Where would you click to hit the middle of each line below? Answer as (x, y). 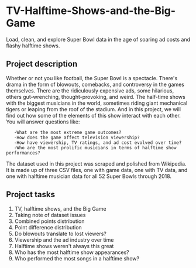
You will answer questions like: (43, 122)
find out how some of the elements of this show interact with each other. (94, 115)
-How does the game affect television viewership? (77, 138)
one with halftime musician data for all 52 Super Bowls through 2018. (89, 176)
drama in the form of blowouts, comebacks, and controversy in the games (95, 84)
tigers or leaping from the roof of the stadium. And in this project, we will (94, 109)
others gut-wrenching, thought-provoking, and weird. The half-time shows (96, 97)
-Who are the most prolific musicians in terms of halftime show (95, 147)
